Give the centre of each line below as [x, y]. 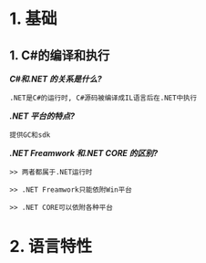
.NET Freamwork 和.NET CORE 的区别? [84, 153]
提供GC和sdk [30, 135]
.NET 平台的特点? [42, 116]
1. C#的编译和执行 [60, 55]
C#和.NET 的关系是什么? [56, 79]
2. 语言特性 [51, 247]
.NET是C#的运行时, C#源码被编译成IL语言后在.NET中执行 [103, 98]
